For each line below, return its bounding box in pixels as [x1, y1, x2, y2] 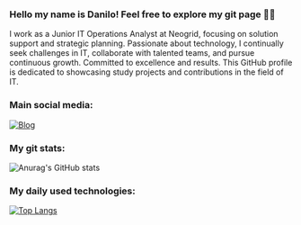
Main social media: [9, 99, 93, 112]
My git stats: [9, 141, 66, 154]
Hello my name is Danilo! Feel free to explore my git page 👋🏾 [9, 8, 276, 21]
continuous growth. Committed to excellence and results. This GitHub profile [9, 58, 293, 68]
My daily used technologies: [9, 184, 137, 197]
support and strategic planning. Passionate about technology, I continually [9, 38, 285, 49]
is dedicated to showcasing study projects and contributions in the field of [9, 67, 285, 77]
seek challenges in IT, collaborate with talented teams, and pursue [9, 48, 255, 58]
